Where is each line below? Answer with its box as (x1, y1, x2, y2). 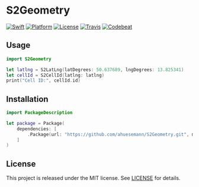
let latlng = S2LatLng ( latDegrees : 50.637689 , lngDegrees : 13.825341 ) (6, 66, 184, 73)
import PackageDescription (6, 110, 73, 116)
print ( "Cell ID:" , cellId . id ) (6, 78, 81, 83)
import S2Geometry (6, 56, 52, 62)
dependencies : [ (17, 125, 57, 132)
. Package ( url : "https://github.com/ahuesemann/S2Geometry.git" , (27, 131, 190, 137)
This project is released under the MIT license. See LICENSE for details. (6, 175, 181, 182)
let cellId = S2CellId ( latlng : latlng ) (6, 72, 105, 78)
